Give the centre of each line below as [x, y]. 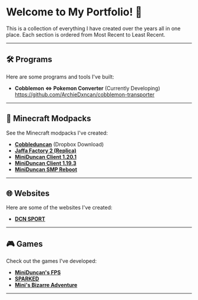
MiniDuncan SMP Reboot [46, 169]
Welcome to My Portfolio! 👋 [74, 12]
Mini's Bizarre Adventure [46, 285]
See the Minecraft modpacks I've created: [57, 133]
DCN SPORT [30, 219]
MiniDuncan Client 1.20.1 [45, 156]
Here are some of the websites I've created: [60, 208]
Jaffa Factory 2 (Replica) [45, 151]
